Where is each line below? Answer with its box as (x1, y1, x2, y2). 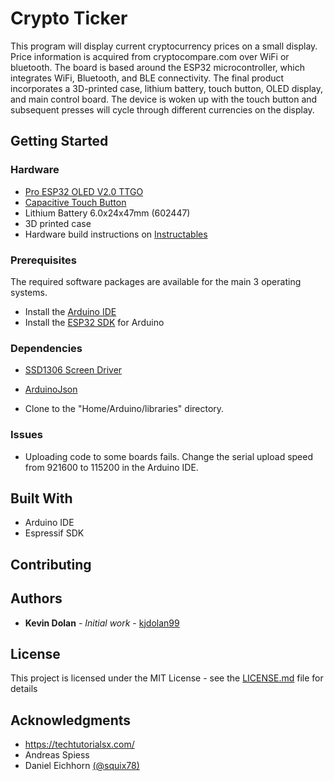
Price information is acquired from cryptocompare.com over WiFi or (10, 50, 290, 62)
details (10, 683, 38, 695)
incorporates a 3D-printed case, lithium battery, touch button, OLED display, (10, 82, 323, 94)
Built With (10, 490, 73, 507)
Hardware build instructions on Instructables (24, 228, 208, 240)
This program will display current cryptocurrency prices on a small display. (10, 40, 318, 52)
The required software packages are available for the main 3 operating (10, 275, 302, 287)
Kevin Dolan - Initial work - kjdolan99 (24, 617, 180, 629)
